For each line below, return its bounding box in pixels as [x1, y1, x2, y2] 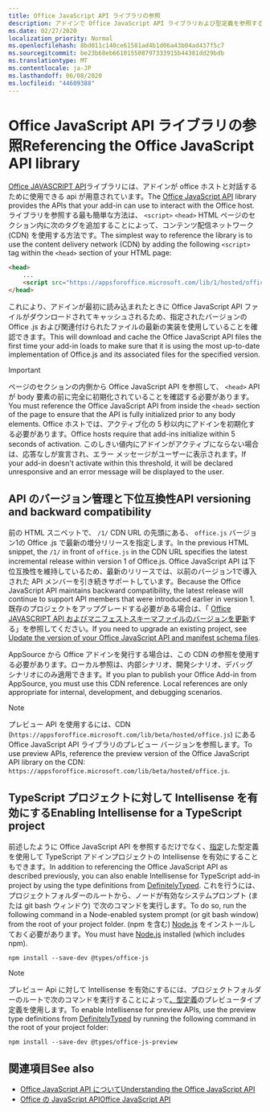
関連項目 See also [8, 1061, 95, 1075]
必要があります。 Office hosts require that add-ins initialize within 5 [14, 428, 235, 439]
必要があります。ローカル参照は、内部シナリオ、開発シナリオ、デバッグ [14, 659, 253, 669]
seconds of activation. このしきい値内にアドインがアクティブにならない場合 [8, 439, 260, 449]
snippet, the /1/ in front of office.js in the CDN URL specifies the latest [8, 547, 247, 556]
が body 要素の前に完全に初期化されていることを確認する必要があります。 [8, 391, 254, 401]
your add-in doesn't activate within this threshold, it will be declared [8, 458, 233, 468]
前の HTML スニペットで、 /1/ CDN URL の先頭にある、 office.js [8, 527, 227, 537]
